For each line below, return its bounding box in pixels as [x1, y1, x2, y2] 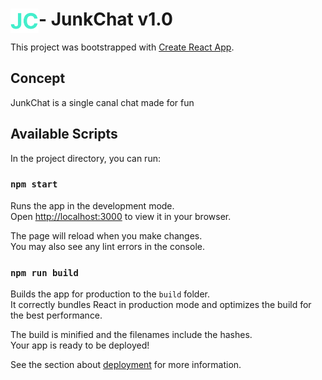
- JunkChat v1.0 [38, 8, 173, 31]
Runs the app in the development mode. [10, 199, 175, 212]
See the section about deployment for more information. [10, 359, 242, 371]
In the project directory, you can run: [10, 152, 161, 164]
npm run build [10, 267, 79, 278]
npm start [10, 179, 58, 190]
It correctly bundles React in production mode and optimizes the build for [10, 299, 312, 311]
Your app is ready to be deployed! [10, 339, 150, 352]
